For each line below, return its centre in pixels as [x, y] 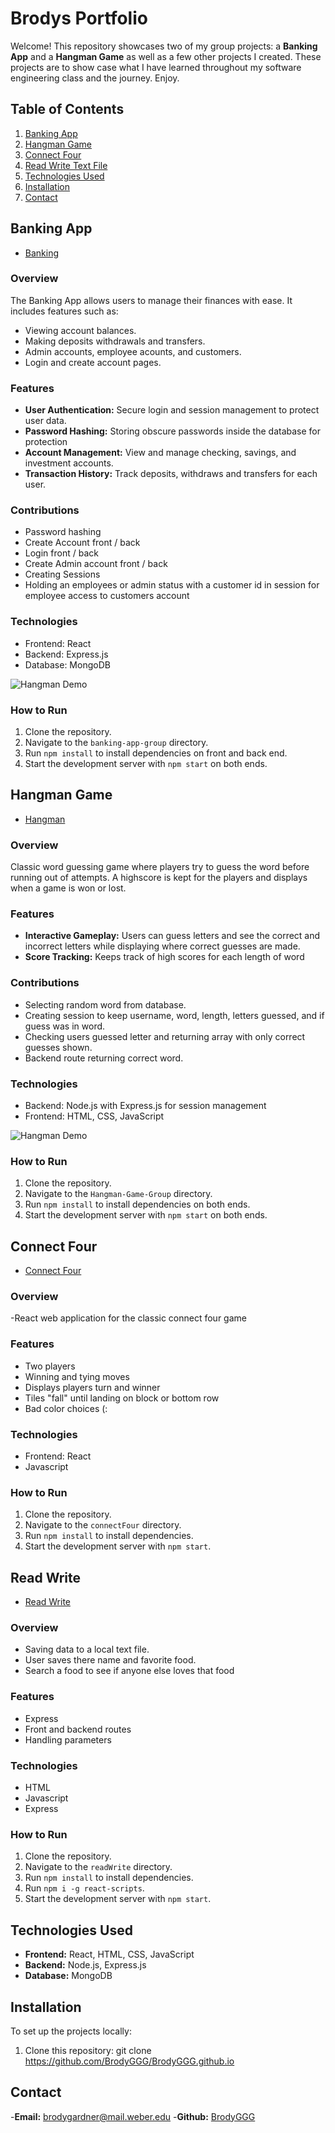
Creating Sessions [62, 574]
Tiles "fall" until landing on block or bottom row [122, 1398]
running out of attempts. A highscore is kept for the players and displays [159, 878]
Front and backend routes [78, 1729]
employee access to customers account [107, 596]
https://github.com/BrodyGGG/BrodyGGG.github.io [129, 2061]
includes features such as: [64, 311]
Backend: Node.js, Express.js [85, 1965]
